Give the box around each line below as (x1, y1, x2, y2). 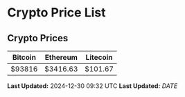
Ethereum (44, 53, 78, 62)
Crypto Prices (7, 32, 69, 44)
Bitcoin (12, 53, 37, 62)
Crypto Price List (7, 5, 106, 21)
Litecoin (85, 53, 113, 62)
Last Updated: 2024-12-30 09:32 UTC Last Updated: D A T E (7, 82, 178, 90)
